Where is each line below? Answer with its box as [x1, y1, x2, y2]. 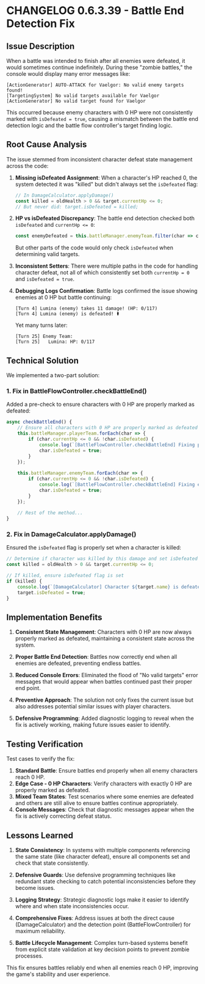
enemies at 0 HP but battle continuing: [15, 294, 112, 301]
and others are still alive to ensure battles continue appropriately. [15, 799, 179, 807]
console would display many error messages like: [6, 70, 131, 77]
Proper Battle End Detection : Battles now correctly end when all [15, 653, 178, 661]
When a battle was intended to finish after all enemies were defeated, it [6, 57, 185, 64]
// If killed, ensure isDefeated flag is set [6, 573, 124, 579]
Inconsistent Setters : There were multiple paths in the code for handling [15, 262, 198, 270]
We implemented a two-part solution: [6, 372, 100, 379]
